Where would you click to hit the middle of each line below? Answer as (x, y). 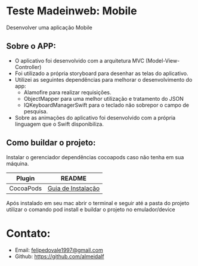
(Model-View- (163, 60)
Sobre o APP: (31, 46)
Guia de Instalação (74, 188)
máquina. (18, 163)
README (73, 178)
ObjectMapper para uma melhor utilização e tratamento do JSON (103, 98)
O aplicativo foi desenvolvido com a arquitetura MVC (80, 60)
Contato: (28, 233)
